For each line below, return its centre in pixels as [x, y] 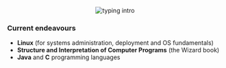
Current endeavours [42, 28]
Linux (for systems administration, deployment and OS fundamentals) [115, 43]
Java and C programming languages [68, 57]
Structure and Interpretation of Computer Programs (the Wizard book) [118, 50]
